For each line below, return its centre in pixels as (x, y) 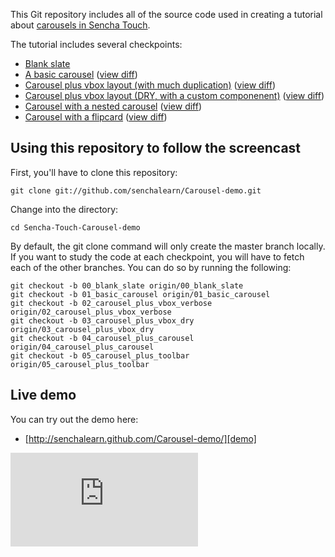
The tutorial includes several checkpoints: (96, 44)
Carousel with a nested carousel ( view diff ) (113, 106)
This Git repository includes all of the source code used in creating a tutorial (166, 14)
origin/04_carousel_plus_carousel (82, 347)
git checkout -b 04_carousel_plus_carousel (102, 338)
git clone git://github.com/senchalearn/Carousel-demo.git (136, 190)
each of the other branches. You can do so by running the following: (151, 267)
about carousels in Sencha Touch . (80, 25)
